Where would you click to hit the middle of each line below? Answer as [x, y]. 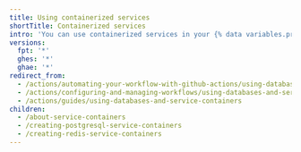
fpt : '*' [34, 51]
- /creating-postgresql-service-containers [99, 126]
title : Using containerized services [80, 17]
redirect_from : [38, 76]
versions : [28, 42]
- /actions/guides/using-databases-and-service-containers [130, 101]
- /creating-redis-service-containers [90, 134]
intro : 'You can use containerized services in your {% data [126, 34]
